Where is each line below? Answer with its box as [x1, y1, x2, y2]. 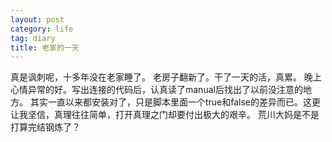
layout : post [10, 14, 65, 25]
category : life [10, 24, 74, 34]
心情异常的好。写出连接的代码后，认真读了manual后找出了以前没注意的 [10, 84, 303, 96]
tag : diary [10, 33, 56, 43]
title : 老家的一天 [10, 42, 80, 53]
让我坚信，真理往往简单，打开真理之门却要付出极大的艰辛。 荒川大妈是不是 [10, 109, 320, 121]
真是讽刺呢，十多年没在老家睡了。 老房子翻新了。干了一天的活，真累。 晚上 [10, 71, 322, 83]
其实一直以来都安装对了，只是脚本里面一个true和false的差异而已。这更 [29, 96, 321, 108]
